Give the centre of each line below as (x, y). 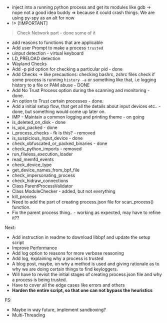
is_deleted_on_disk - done (39, 122)
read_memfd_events (33, 159)
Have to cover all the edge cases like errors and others (68, 285)
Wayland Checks (29, 64)
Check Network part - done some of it (56, 33)
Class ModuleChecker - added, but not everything (63, 191)
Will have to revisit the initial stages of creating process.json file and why (87, 274)
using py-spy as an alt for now (43, 18)
